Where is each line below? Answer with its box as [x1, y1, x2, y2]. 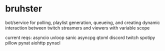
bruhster [5, 3, 42, 14]
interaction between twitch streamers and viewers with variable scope [5, 24, 150, 30]
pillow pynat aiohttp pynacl [5, 39, 61, 45]
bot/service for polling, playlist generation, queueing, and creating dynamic [5, 19, 160, 25]
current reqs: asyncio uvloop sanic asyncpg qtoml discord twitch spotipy [5, 34, 155, 40]
